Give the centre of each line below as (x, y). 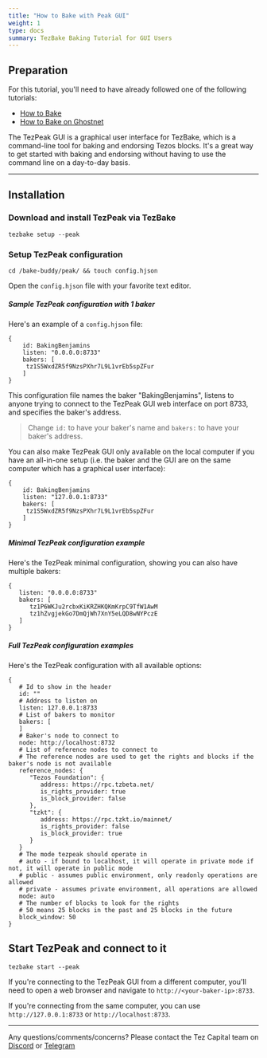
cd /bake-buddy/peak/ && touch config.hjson (83, 271)
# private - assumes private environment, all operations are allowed (138, 889)
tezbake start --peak (44, 967)
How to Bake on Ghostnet (62, 122)
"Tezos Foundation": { (67, 777)
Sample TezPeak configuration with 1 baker (81, 304)
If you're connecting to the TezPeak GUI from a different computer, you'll (127, 981)
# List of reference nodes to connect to (88, 749)
